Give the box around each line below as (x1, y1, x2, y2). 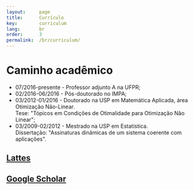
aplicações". (15, 135, 47, 142)
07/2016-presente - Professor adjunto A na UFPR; (15, 83, 141, 91)
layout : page (6, 9, 51, 15)
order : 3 (6, 32, 43, 38)
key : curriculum (6, 20, 67, 26)
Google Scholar (6, 174, 66, 184)
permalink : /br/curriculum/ (6, 37, 81, 43)
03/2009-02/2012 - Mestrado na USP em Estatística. (15, 122, 148, 130)
